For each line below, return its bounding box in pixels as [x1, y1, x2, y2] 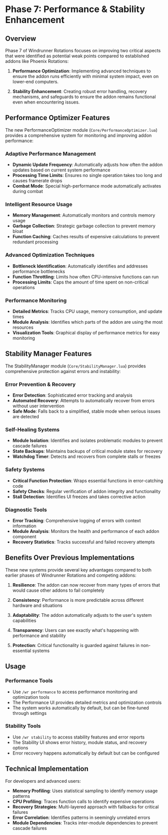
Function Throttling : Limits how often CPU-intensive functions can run [12, 273, 159, 280]
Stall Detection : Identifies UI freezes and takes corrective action [12, 494, 145, 500]
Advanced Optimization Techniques [5, 251, 95, 258]
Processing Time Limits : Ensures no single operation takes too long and [12, 172, 162, 178]
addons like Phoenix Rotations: [5, 58, 69, 64]
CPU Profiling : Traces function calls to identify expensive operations [12, 798, 154, 804]
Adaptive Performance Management [5, 150, 96, 157]
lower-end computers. [12, 79, 59, 84]
